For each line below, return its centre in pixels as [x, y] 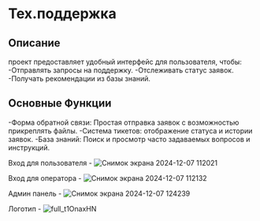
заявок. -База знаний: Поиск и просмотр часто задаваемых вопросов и [129, 139]
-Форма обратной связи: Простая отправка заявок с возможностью [124, 122]
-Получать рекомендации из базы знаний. [80, 79]
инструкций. [29, 148]
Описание [34, 43]
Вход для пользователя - [50, 163]
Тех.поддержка [62, 14]
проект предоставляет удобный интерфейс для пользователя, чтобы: [125, 62]
